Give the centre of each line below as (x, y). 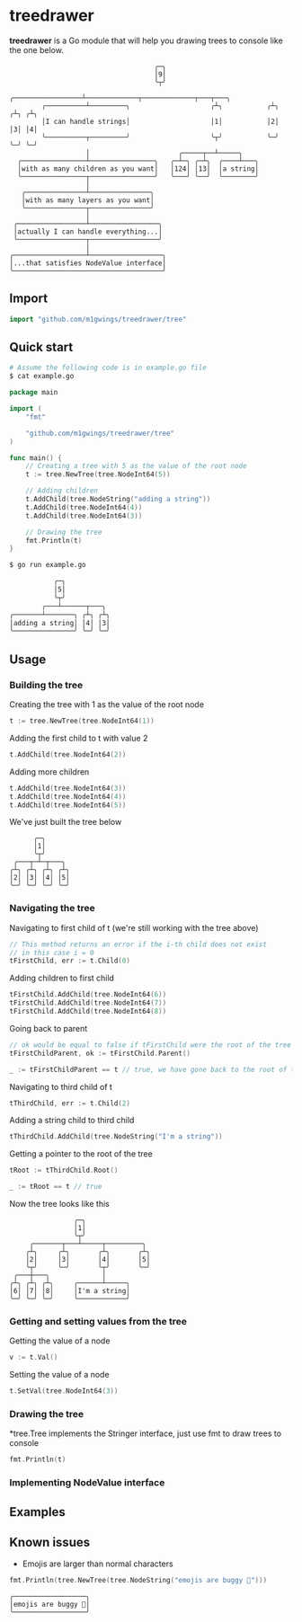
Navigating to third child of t (61, 1086)
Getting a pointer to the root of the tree (81, 1154)
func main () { (36, 458)
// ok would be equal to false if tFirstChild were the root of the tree (151, 1045)
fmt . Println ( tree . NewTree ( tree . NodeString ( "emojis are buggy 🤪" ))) (138, 1581)
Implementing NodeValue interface (87, 1483)
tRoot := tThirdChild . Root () (64, 1170)
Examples (37, 1512)
